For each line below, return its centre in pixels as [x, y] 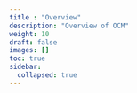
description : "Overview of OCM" [69, 26]
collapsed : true [47, 75]
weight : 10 [29, 34]
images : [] [29, 50]
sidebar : [25, 67]
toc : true [28, 58]
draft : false [33, 42]
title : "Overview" [45, 17]
